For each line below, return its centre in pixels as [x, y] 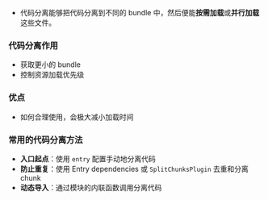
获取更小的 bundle [50, 65]
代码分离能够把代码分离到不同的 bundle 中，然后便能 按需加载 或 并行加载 [140, 12]
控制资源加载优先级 [52, 75]
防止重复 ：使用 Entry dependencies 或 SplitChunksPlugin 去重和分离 [134, 169]
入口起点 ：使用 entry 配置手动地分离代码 [88, 158]
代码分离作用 [33, 45]
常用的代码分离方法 [46, 140]
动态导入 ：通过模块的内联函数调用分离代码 [91, 187]
